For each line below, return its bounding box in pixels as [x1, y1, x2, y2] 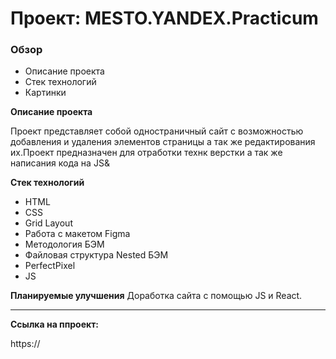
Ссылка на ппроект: [10, 318, 99, 331]
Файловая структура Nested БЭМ [24, 249, 169, 261]
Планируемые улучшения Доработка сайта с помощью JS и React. [10, 290, 303, 302]
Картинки [24, 87, 67, 99]
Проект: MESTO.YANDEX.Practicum [10, 7, 319, 30]
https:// [10, 338, 41, 350]
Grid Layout [24, 217, 73, 229]
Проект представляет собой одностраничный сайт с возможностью [10, 125, 304, 137]
